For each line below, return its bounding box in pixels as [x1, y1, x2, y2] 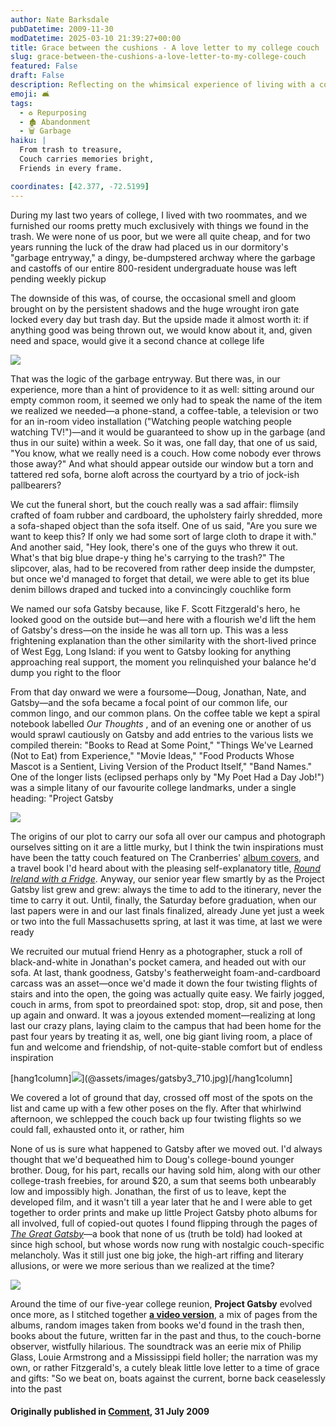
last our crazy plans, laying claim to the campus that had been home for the [10, 1019, 322, 1031]
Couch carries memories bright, [19, 154, 155, 164]
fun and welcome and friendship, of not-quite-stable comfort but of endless [10, 1041, 323, 1053]
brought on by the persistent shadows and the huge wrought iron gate [10, 302, 300, 315]
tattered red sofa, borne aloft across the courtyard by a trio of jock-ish [10, 468, 300, 480]
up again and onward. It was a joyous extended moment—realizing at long [10, 1009, 316, 1021]
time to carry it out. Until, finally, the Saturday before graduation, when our [10, 894, 317, 906]
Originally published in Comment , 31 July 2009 [10, 1406, 210, 1418]
